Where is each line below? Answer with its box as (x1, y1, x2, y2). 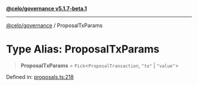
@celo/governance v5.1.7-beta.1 (6, 5, 87, 12)
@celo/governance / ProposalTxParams (6, 22, 103, 29)
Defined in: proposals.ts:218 (6, 73, 74, 80)
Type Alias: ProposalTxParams (6, 42, 160, 56)
